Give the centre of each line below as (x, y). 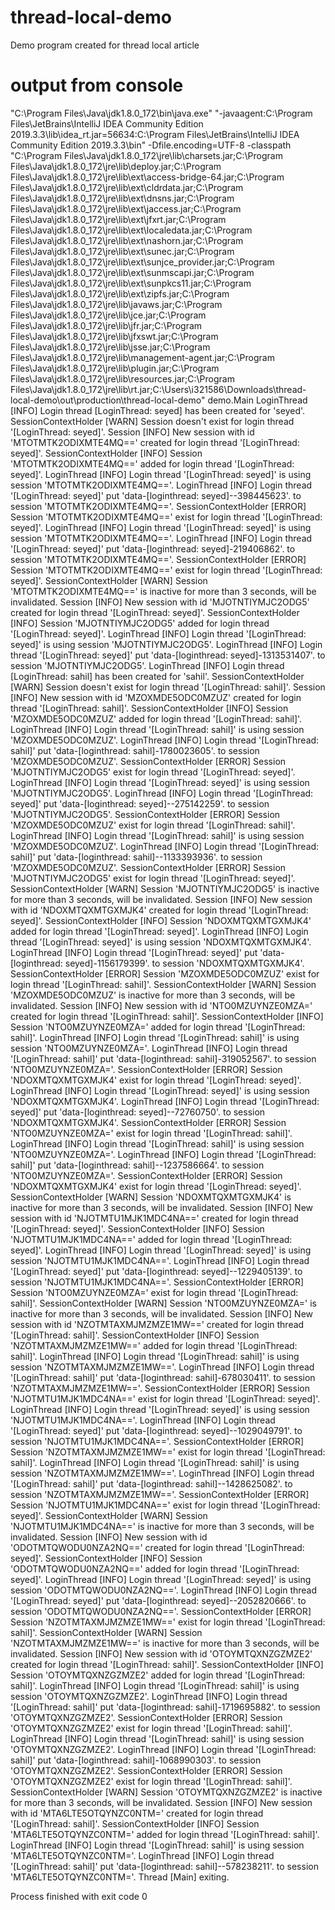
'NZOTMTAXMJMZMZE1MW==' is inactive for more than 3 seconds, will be (165, 1643)
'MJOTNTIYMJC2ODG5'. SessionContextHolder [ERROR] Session (145, 814)
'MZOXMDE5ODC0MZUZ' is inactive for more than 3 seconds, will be (153, 995)
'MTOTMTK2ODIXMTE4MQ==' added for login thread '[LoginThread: (152, 463)
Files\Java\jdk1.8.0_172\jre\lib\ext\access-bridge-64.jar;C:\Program (147, 177)
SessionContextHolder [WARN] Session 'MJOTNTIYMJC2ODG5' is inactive (165, 888)
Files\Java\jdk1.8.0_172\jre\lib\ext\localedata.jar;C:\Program (131, 230)
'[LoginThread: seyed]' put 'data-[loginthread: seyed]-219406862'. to (153, 548)
